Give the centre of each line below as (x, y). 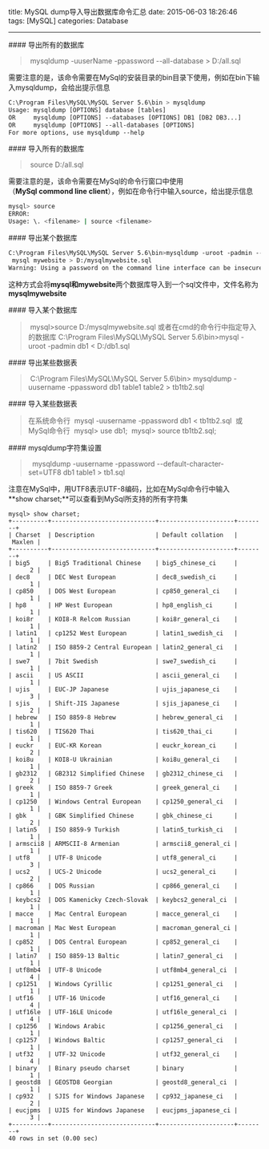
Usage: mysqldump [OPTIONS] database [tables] (87, 110)
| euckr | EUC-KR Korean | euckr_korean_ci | (123, 745)
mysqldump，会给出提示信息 (62, 87)
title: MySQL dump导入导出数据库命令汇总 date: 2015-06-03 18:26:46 (123, 12)
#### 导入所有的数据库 (46, 149)
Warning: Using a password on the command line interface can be (119, 268)
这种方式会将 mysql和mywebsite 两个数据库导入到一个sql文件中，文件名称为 (133, 284)
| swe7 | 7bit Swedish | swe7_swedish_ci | (123, 661)
